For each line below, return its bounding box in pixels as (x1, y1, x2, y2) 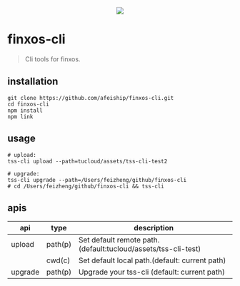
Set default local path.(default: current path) (78, 255, 226, 265)
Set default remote (78, 235, 141, 245)
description (134, 223, 174, 233)
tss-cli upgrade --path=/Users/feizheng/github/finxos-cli (7, 176, 187, 183)
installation (7, 76, 59, 88)
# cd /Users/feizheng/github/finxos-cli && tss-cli (7, 183, 164, 190)
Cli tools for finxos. (24, 54, 81, 63)
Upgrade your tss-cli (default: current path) (78, 267, 225, 277)
